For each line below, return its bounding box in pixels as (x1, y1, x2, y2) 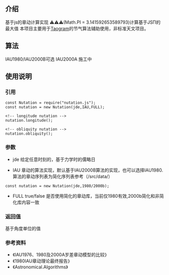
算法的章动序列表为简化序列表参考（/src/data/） (12, 173, 113, 179)
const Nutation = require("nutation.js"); (5, 100, 96, 105)
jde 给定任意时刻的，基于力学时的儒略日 (12, 156, 96, 162)
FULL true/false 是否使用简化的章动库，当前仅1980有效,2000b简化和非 (12, 193, 160, 199)
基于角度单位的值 (5, 225, 41, 231)
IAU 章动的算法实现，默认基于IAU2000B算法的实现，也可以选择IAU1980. (12, 167, 163, 173)
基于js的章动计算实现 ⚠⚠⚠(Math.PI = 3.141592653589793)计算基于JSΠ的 (5, 19, 160, 25)
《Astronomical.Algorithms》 (12, 264, 68, 270)
